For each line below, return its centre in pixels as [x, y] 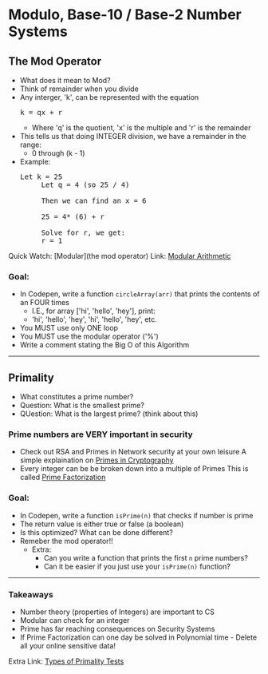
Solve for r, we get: [83, 233]
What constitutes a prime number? [77, 397]
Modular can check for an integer [75, 620]
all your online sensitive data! [67, 646]
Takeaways [31, 594]
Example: [35, 162]
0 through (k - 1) [58, 153]
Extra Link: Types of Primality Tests [66, 661]
